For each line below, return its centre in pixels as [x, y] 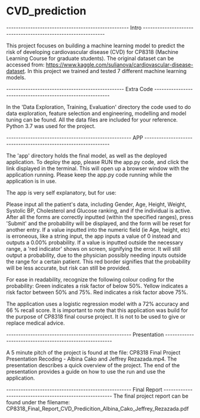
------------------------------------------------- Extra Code [80, 89]
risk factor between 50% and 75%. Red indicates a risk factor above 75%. [97, 292]
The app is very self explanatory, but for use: [61, 192]
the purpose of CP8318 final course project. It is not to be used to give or [96, 316]
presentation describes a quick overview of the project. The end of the [93, 365]
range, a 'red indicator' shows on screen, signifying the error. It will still [93, 249]
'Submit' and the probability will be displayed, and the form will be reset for [99, 223]
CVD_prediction [46, 11]
